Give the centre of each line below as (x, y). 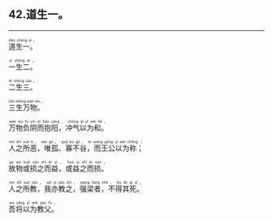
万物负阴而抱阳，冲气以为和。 (58, 128)
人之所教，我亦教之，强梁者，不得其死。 (76, 188)
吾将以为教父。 (33, 209)
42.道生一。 (39, 15)
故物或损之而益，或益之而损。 (58, 168)
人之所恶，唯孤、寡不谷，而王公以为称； (76, 148)
